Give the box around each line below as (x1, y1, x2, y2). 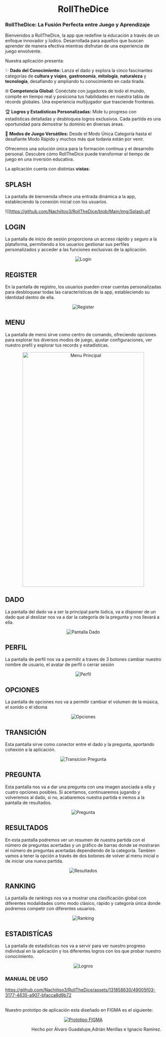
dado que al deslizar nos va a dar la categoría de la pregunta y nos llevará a (5, 614, 160, 620)
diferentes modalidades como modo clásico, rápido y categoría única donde (5, 900, 161, 906)
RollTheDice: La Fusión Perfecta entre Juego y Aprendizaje (5, 21, 150, 28)
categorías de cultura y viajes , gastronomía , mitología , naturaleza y (5, 73, 147, 79)
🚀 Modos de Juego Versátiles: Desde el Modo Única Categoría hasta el (5, 131, 152, 137)
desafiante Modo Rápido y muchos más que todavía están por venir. (5, 136, 145, 142)
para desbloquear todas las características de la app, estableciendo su (5, 289, 150, 295)
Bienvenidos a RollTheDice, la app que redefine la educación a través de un (5, 32, 160, 38)
